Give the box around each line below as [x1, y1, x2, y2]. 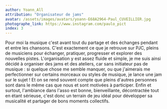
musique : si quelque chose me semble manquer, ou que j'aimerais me [5, 66, 150, 72]
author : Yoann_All [5, 7, 43, 12]
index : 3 [5, 26, 23, 31]
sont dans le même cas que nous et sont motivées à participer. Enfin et [5, 82, 151, 88]
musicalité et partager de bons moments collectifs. [5, 98, 110, 104]
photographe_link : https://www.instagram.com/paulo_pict [5, 21, 126, 26]
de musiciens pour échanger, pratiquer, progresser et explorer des [5, 50, 142, 56]
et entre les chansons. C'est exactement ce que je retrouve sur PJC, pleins [5, 45, 159, 51]
